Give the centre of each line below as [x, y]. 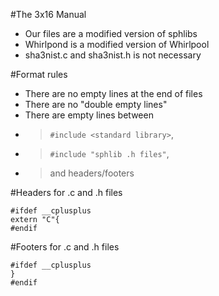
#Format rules [39, 74]
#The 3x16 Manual [48, 14]
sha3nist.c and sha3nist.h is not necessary [113, 55]
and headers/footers [92, 173]
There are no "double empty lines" [96, 104]
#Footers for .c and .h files [65, 247]
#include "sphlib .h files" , [109, 153]
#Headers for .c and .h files [66, 192]
